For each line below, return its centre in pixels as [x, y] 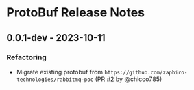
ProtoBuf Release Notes [76, 13]
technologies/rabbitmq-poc [55, 80]
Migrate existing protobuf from [60, 72]
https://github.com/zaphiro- [146, 72]
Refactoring [27, 57]
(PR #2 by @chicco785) [129, 79]
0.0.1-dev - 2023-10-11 [56, 38]
